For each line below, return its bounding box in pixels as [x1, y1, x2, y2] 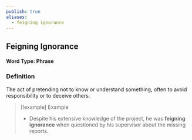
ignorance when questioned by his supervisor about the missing [29, 121, 186, 128]
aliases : [6, 14, 28, 20]
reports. [29, 127, 49, 134]
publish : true [6, 8, 41, 15]
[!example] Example [20, 104, 69, 111]
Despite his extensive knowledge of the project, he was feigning [29, 115, 186, 122]
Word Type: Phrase [6, 58, 54, 65]
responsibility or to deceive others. [6, 92, 90, 99]
